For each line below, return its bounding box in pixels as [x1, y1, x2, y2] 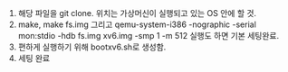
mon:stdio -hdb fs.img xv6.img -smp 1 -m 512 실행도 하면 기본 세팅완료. [17, 31, 279, 40]
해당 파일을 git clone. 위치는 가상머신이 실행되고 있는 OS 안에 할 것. [17, 8, 256, 18]
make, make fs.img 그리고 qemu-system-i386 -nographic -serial [17, 19, 256, 30]
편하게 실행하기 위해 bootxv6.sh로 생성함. [17, 41, 167, 52]
